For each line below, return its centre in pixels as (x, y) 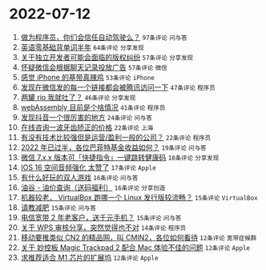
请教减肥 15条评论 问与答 (58, 207)
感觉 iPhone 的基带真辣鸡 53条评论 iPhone (87, 77)
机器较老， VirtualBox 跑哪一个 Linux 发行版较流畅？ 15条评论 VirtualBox (139, 197)
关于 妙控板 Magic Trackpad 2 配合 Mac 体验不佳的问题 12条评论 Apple (135, 247)
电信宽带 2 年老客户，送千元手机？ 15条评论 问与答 (101, 217)
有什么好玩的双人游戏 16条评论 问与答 (79, 177)
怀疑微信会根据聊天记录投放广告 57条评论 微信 (94, 67)
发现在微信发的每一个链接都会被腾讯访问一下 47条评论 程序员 (118, 87)
